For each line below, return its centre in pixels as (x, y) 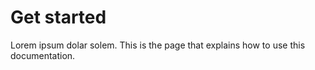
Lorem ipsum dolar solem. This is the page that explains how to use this (158, 45)
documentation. (43, 55)
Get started (58, 17)
